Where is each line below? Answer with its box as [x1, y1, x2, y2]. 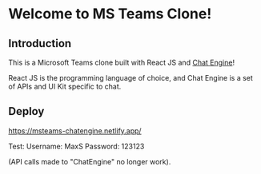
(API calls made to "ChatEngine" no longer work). [8, 156, 171, 166]
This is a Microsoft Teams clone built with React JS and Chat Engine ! [8, 57, 235, 67]
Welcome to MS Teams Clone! [8, 5, 212, 23]
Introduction [8, 37, 72, 50]
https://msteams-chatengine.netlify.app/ [8, 125, 142, 136]
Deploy [8, 105, 45, 118]
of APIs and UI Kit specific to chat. [8, 81, 122, 91]
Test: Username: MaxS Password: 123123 [8, 141, 145, 151]
